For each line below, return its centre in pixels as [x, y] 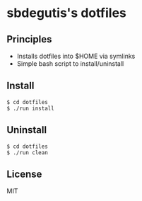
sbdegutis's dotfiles [66, 13]
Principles [29, 39]
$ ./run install [30, 108]
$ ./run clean [28, 153]
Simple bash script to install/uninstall [70, 64]
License [24, 174]
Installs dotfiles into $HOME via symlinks [76, 56]
